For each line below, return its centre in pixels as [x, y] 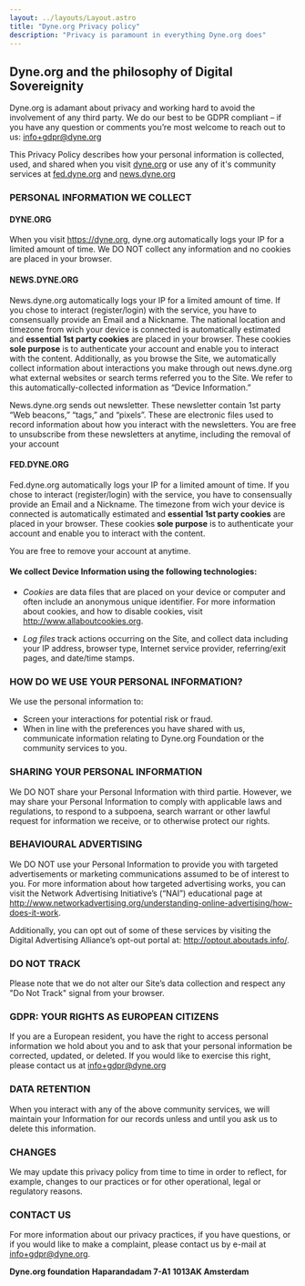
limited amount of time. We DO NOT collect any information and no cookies [150, 249]
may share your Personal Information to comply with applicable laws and [146, 801]
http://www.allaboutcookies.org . [83, 621]
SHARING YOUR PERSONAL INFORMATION [106, 772]
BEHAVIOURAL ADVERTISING [76, 844]
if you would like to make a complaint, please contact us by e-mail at [138, 1244]
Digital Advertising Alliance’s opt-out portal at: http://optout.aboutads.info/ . [149, 940]
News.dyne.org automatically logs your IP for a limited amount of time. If [145, 300]
